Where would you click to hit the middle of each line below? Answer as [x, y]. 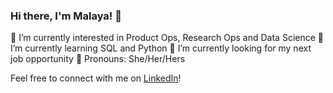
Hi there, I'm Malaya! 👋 [66, 16]
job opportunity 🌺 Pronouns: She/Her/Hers [98, 59]
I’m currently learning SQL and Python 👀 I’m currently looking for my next [161, 48]
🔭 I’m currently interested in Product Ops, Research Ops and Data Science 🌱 [167, 38]
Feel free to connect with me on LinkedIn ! [96, 78]
